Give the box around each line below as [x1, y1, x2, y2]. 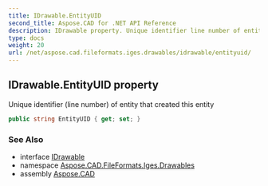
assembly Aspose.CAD [19, 168, 96, 178]
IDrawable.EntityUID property [8, 78, 160, 92]
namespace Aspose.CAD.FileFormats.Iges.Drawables [19, 160, 195, 170]
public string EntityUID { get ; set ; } [8, 115, 141, 123]
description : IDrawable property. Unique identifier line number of [8, 26, 241, 34]
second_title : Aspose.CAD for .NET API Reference [8, 19, 177, 27]
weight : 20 [8, 42, 45, 49]
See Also [8, 133, 44, 144]
